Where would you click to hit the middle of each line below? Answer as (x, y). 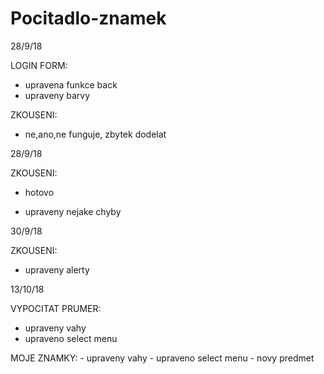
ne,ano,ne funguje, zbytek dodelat (95, 134)
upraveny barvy (57, 95)
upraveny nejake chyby (73, 211)
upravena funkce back (71, 84)
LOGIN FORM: (39, 65)
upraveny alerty (57, 269)
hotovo (39, 192)
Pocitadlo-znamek (88, 18)
